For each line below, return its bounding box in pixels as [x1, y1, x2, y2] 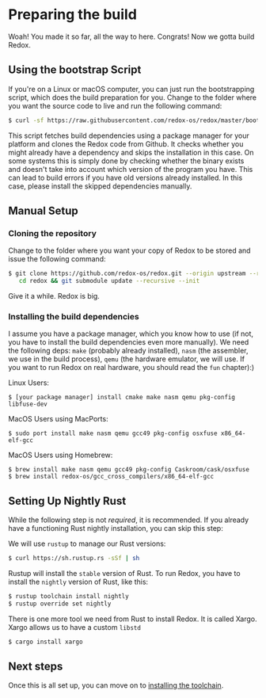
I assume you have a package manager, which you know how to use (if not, [8, 329, 254, 338]
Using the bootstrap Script [8, 63, 142, 77]
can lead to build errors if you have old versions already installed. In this [8, 173, 243, 182]
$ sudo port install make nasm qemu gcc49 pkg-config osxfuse [8, 429, 218, 437]
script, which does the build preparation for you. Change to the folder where [8, 93, 257, 102]
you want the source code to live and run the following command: [8, 101, 222, 110]
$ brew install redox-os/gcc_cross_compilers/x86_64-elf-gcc [8, 473, 215, 481]
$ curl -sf [8, 116, 44, 124]
